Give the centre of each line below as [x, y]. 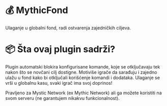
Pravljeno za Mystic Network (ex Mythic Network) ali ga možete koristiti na [83, 93]
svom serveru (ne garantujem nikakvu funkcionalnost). [62, 98]
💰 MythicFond [37, 10]
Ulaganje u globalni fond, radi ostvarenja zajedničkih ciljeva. [68, 28]
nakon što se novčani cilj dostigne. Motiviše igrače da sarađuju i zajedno [81, 72]
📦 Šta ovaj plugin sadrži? [60, 49]
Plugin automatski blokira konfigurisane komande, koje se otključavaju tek [83, 66]
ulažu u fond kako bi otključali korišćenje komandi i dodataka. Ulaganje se [83, 78]
